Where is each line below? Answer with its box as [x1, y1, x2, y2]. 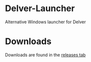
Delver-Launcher [5, 3, 75, 14]
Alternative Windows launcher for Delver [5, 19, 86, 25]
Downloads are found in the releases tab [5, 52, 86, 58]
